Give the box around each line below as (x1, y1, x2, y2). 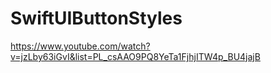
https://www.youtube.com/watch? (10, 40, 151, 52)
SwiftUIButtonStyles (10, 7, 183, 30)
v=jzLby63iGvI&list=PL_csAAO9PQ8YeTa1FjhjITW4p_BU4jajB (10, 50, 261, 62)
